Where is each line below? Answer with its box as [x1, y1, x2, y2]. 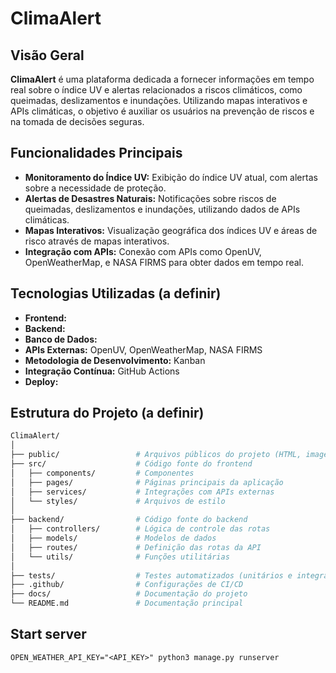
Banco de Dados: [24, 333, 98, 345]
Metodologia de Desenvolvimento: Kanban [24, 354, 206, 366]
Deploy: [24, 375, 59, 387]
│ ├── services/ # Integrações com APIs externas [10, 487, 275, 497]
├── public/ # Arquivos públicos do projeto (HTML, [10, 450, 302, 460]
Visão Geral [10, 47, 85, 64]
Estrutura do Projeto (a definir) [10, 405, 205, 422]
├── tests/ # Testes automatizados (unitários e [10, 570, 293, 581]
